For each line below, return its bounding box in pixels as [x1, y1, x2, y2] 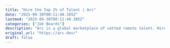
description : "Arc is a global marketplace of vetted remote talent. [5, 26, 155, 31]
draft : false [5, 35, 33, 40]
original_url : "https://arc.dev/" [5, 30, 78, 35]
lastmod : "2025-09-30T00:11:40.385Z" [5, 16, 85, 21]
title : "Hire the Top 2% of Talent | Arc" [5, 7, 96, 12]
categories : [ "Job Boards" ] [5, 21, 65, 26]
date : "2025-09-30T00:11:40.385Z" [5, 12, 78, 17]
